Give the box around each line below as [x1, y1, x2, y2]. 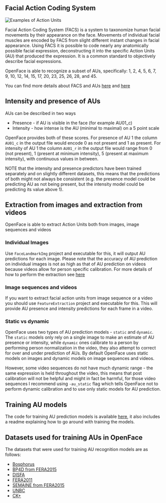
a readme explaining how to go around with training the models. [5, 419, 135, 425]
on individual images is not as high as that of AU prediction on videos [5, 261, 146, 267]
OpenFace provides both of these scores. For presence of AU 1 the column [5, 135, 158, 141]
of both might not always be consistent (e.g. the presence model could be [5, 176, 156, 182]
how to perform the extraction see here [5, 271, 85, 277]
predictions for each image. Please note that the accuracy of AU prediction [5, 255, 158, 261]
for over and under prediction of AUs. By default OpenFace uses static [5, 350, 149, 356]
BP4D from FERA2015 [12, 466, 57, 472]
